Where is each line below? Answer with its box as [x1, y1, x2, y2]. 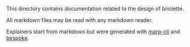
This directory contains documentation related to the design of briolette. [6, 5, 185, 12]
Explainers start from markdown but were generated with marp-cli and [6, 28, 180, 35]
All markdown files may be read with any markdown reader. [6, 17, 153, 23]
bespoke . [6, 35, 29, 41]
